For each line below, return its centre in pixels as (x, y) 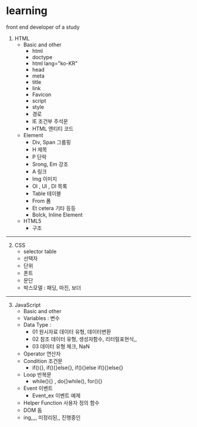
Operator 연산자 (42, 354)
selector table (40, 251)
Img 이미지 (45, 179)
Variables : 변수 (42, 318)
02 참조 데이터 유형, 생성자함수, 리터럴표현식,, (84, 339)
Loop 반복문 (37, 374)
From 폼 (41, 201)
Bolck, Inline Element (57, 215)
